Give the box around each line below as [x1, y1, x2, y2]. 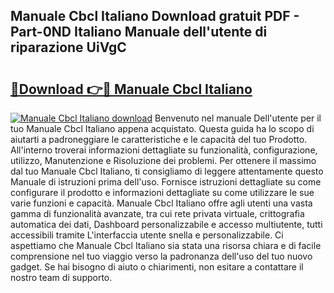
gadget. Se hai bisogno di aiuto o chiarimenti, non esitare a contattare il [10, 261, 304, 273]
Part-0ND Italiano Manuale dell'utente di [10, 24, 268, 41]
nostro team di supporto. [10, 272, 113, 283]
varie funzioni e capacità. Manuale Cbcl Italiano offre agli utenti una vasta [10, 197, 313, 209]
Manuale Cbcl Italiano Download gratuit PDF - [10, 8, 300, 25]
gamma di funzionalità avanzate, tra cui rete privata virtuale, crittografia [10, 208, 305, 219]
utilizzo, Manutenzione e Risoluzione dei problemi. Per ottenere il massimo [10, 155, 317, 166]
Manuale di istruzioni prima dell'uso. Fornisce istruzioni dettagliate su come [10, 176, 322, 188]
